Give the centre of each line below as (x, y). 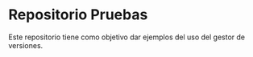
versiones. (26, 45)
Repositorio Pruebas (78, 15)
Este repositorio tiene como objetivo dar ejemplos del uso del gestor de (127, 37)
